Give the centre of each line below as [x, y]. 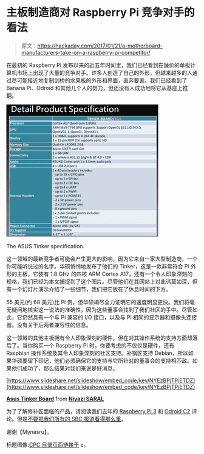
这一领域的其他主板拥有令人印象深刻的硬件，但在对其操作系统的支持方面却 [99, 338]
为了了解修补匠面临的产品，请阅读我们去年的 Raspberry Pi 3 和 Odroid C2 [98, 411]
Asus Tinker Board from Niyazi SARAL [55, 399]
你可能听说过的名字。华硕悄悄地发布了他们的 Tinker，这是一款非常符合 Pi [98, 266]
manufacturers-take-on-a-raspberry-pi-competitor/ [86, 52]
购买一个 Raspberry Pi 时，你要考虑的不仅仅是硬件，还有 [104, 345]
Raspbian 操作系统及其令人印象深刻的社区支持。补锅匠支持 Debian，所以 [97, 353]
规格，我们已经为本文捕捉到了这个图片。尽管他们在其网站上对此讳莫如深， [99, 281]
